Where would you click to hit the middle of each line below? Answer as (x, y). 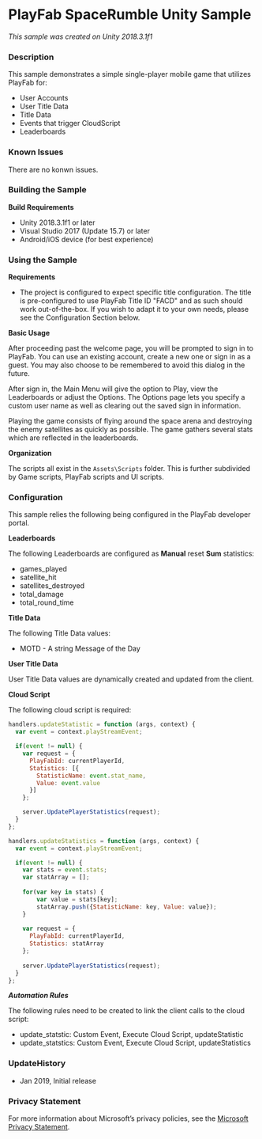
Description (31, 57)
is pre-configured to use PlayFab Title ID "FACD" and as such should (131, 301)
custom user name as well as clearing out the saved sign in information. (125, 406)
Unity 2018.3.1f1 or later (57, 222)
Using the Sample (43, 260)
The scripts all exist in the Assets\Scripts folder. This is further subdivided (129, 469)
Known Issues (36, 152)
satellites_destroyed (52, 586)
